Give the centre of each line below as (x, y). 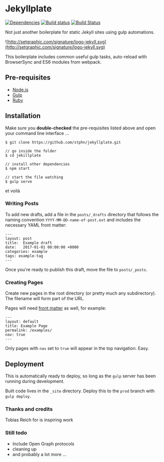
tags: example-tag (24, 256)
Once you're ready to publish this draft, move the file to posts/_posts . (76, 269)
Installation (23, 116)
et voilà (13, 191)
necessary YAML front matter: (36, 225)
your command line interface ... (37, 133)
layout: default (22, 322)
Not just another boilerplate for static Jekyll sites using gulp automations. (80, 32)
